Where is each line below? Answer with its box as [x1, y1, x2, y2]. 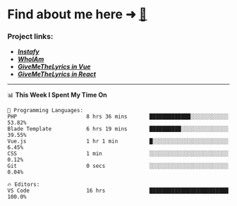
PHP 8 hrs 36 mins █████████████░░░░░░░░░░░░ [7, 113, 229, 121]
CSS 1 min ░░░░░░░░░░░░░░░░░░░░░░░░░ [7, 150, 229, 157]
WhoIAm [17, 55, 44, 63]
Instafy [17, 47, 40, 56]
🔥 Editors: [7, 181, 40, 188]
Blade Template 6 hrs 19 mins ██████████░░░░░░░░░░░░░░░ [7, 126, 229, 133]
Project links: [7, 32, 54, 42]
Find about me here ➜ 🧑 [7, 6, 147, 23]
